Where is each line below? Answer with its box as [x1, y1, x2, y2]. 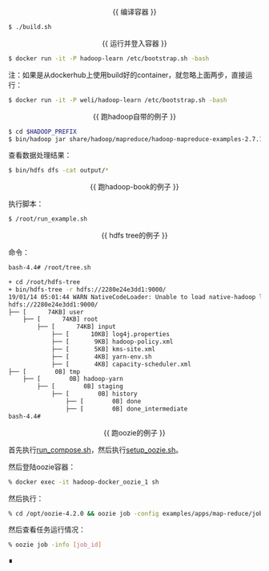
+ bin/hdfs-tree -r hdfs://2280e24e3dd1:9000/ [8, 285, 167, 294]
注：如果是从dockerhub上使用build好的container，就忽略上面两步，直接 [8, 70, 246, 79]
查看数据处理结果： [8, 151, 72, 160]
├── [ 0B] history [50, 390, 138, 399]
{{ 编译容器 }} [112, 7, 157, 16]
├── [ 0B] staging [37, 383, 124, 391]
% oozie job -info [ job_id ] [8, 541, 102, 549]
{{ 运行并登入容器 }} [102, 38, 167, 48]
